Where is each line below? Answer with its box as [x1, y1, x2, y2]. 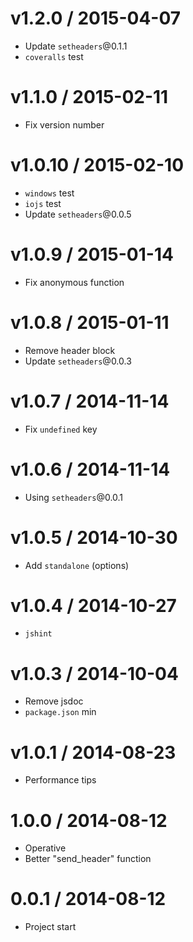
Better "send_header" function [24, 853, 152, 865]
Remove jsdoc [24, 695, 84, 707]
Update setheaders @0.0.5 [24, 208, 132, 220]
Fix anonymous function [24, 276, 125, 288]
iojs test [24, 197, 62, 209]
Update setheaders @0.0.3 [24, 355, 132, 367]
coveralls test [24, 50, 84, 62]
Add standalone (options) [24, 559, 130, 571]
